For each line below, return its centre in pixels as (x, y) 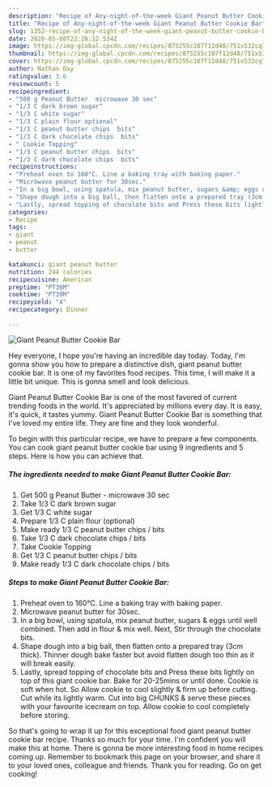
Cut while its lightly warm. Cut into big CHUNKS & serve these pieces (135, 698)
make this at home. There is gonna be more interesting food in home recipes (136, 748)
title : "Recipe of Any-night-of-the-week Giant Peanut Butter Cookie (128, 24)
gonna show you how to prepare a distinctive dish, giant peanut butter (125, 364)
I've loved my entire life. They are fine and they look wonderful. (114, 423)
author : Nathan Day (41, 69)
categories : (28, 212)
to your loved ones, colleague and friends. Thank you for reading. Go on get (135, 765)
